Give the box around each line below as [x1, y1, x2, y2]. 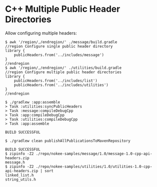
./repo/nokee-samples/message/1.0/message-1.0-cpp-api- [36, 151, 153, 156]
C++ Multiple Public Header [5, 3, 120, 15]
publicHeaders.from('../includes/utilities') [14, 82, 109, 87]
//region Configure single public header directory [5, 44, 113, 49]
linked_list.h [5, 173, 34, 178]
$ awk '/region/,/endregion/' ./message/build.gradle [5, 39, 118, 45]
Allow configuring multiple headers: [5, 30, 77, 36]
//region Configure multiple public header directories [5, 70, 122, 75]
